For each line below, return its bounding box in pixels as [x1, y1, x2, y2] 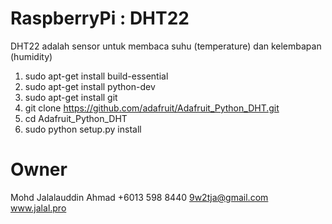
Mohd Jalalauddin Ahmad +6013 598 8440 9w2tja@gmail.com [10, 191, 269, 203]
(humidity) [10, 50, 53, 62]
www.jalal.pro [10, 202, 67, 214]
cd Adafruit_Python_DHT [24, 112, 128, 124]
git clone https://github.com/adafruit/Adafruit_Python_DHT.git [24, 102, 280, 114]
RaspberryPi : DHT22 [10, 7, 190, 30]
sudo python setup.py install [24, 123, 142, 135]
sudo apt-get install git [24, 91, 118, 103]
